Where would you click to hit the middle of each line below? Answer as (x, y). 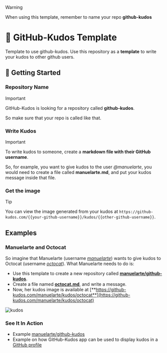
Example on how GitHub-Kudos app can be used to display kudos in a (85, 340)
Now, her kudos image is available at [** (54, 289)
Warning (14, 7)
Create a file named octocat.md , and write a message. (70, 284)
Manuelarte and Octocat (36, 247)
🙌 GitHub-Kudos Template (61, 38)
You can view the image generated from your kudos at (62, 211)
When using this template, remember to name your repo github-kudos (79, 17)
